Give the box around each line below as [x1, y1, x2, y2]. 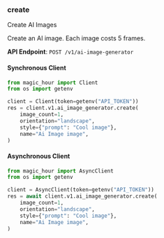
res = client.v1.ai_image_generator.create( [7, 104, 139, 112]
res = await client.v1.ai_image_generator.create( [7, 193, 158, 200]
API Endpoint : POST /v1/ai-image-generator [7, 47, 134, 56]
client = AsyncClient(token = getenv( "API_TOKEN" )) [7, 187, 155, 193]
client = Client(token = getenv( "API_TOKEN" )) [7, 98, 139, 105]
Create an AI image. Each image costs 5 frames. [7, 34, 146, 42]
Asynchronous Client [7, 152, 70, 160]
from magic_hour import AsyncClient [7, 167, 114, 175]
